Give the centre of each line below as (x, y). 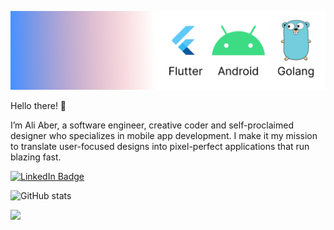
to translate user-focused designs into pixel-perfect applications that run (160, 146)
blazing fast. (36, 157)
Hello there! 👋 (38, 105)
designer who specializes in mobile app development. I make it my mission (164, 135)
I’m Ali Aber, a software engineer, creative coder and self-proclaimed (152, 125)
